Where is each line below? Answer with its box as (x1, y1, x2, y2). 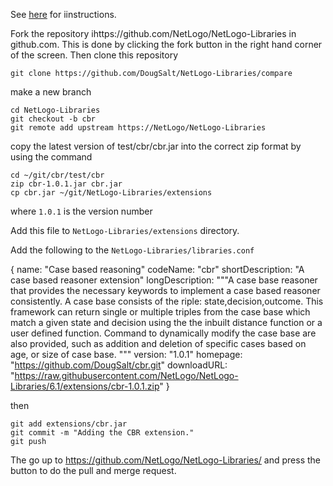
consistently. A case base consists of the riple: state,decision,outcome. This (10, 295, 324, 307)
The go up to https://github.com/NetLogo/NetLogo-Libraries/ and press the (10, 454, 321, 466)
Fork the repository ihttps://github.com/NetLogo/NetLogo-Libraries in (10, 28, 297, 39)
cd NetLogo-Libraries (10, 105, 101, 115)
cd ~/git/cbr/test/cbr (10, 170, 105, 180)
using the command (10, 151, 93, 163)
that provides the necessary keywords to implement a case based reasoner (10, 285, 321, 296)
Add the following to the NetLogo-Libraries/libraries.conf (10, 244, 255, 256)
